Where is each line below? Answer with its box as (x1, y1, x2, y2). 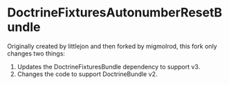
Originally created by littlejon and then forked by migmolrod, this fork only (7, 42, 217, 50)
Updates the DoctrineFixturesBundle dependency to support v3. (17, 62, 201, 71)
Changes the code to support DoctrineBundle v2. (17, 70, 158, 78)
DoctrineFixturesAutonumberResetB (7, 5, 223, 21)
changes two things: (7, 49, 66, 58)
